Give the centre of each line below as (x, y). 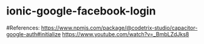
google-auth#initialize (34, 34)
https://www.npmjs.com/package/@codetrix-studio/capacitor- (119, 28)
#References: (23, 28)
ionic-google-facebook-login (81, 11)
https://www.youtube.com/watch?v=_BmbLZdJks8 (126, 34)
